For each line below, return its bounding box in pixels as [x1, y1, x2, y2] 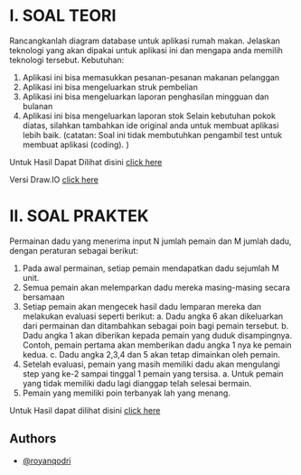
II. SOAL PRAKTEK [9, 206, 149, 227]
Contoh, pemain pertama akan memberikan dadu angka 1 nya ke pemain [22, 340, 292, 350]
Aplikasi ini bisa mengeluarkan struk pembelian [22, 81, 199, 92]
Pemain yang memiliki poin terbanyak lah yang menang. [22, 387, 230, 398]
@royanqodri [22, 455, 71, 466]
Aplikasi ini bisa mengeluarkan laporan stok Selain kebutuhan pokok [22, 110, 276, 121]
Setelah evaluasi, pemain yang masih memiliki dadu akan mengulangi [22, 359, 280, 369]
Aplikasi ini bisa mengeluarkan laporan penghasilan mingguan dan [22, 91, 269, 102]
